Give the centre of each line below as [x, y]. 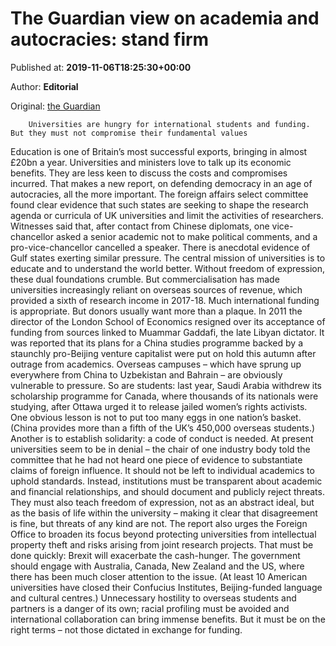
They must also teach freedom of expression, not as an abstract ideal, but [162, 502]
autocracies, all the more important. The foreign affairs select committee [159, 194]
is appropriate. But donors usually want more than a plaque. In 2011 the [156, 311]
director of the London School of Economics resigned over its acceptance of [168, 321]
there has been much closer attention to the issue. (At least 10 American [159, 576]
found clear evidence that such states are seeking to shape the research [159, 204]
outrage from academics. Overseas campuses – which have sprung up [156, 364]
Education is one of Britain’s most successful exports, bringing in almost [159, 151]
